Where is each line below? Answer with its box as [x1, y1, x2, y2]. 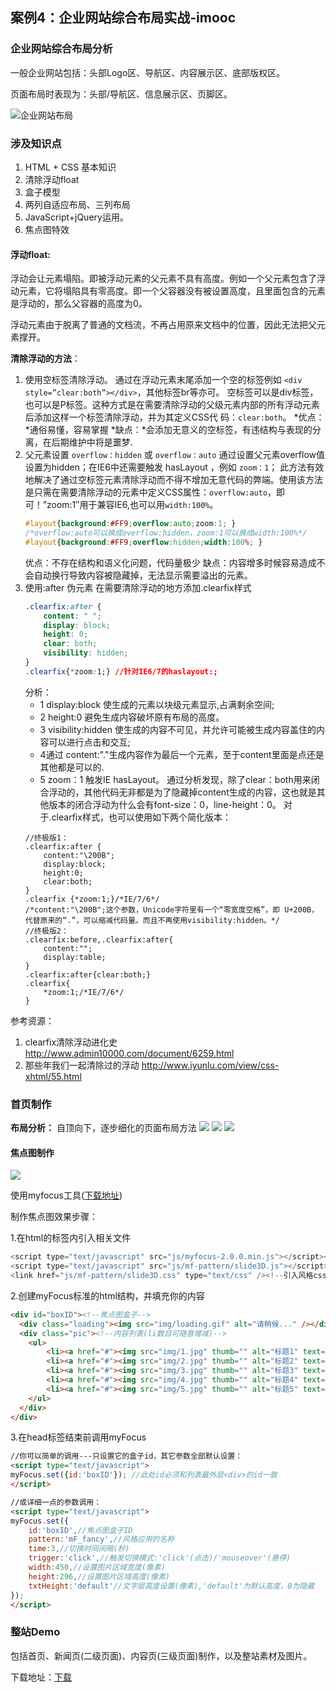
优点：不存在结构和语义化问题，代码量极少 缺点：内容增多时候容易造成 [24, 556, 317, 568]
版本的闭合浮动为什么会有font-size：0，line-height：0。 [48, 798, 282, 810]
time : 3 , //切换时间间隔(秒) [28, 1544, 130, 1554]
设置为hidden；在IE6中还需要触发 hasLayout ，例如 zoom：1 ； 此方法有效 [24, 461, 325, 473]
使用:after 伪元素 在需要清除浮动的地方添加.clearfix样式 [24, 581, 252, 593]
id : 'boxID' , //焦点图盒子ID [28, 1525, 133, 1535]
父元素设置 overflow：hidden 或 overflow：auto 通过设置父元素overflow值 [24, 449, 326, 461]
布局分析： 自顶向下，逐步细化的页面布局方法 [10, 1122, 197, 1134]
